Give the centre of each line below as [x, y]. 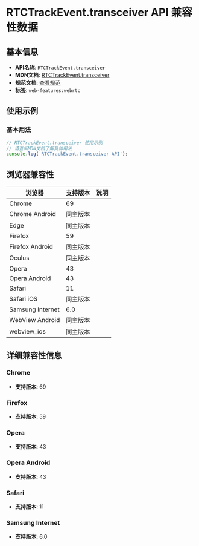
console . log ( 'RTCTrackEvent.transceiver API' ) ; [67, 154]
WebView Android [35, 320]
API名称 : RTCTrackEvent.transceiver [60, 67]
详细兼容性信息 [34, 355]
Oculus [19, 258]
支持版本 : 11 [29, 507]
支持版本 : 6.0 [31, 537]
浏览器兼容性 [30, 174]
